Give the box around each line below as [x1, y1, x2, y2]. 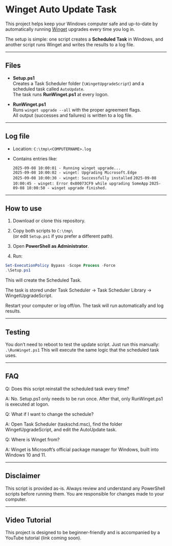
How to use [5, 204, 42, 213]
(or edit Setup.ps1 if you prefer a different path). [12, 233, 114, 240]
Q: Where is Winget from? [5, 436, 60, 443]
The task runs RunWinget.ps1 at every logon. [12, 91, 109, 97]
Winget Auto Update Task [5, 4, 117, 15]
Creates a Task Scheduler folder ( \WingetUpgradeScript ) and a [12, 80, 144, 86]
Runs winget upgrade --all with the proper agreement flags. [12, 106, 141, 113]
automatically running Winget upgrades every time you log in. [5, 26, 135, 32]
